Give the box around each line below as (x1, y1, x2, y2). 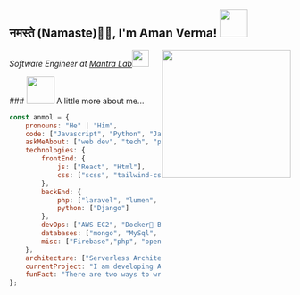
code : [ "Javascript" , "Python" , (25, 129, 146, 138)
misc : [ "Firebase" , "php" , (41, 237, 138, 246)
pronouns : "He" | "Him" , (25, 121, 118, 130)
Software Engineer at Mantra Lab (9, 58, 132, 69)
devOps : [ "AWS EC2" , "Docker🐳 (41, 220, 154, 230)
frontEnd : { (41, 154, 87, 163)
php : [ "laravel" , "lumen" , (56, 195, 158, 205)
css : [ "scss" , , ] (56, 170, 226, 179)
